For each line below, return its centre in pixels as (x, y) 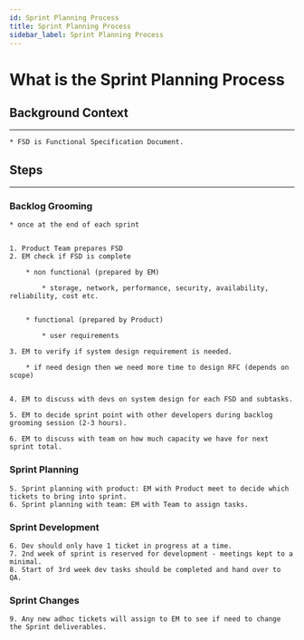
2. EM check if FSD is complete (70, 257)
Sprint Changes (44, 601)
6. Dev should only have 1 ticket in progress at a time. (121, 546)
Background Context (69, 113)
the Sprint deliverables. (58, 627)
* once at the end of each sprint (75, 225)
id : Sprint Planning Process (64, 18)
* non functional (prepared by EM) (93, 273)
